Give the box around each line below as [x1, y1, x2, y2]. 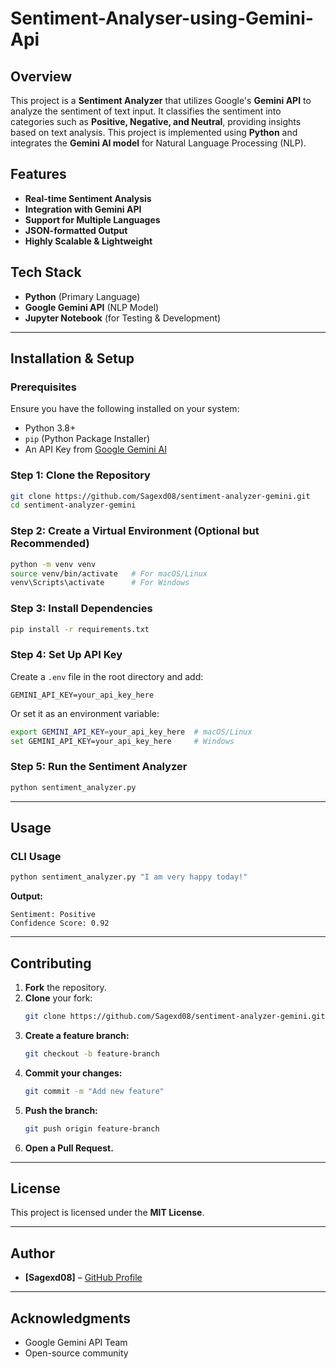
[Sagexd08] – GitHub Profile [24, 1272, 143, 1284]
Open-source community [24, 1347, 129, 1359]
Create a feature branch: [24, 1029, 130, 1041]
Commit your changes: [24, 1067, 123, 1079]
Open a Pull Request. [24, 1142, 114, 1154]
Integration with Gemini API [24, 203, 142, 215]
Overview [10, 68, 73, 85]
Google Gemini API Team [24, 1336, 128, 1348]
